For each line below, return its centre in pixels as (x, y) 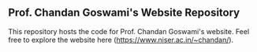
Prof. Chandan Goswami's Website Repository (124, 13)
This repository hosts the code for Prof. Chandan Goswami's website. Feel (129, 31)
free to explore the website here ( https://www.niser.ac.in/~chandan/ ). (121, 40)
